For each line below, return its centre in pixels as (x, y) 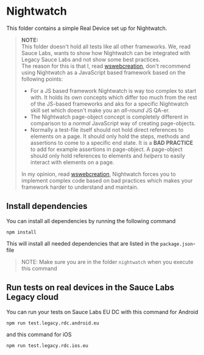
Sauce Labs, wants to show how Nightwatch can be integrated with (106, 53)
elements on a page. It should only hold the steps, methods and (110, 136)
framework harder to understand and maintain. (80, 187)
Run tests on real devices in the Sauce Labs (90, 287)
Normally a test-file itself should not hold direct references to (107, 130)
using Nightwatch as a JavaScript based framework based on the (103, 72)
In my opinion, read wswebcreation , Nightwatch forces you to (98, 174)
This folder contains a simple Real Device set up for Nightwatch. (87, 28)
